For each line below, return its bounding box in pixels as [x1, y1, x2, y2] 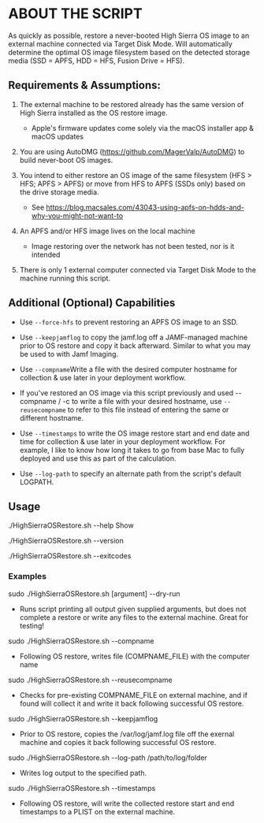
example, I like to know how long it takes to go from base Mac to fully [19, 445, 245, 454]
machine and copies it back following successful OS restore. [19, 737, 217, 747]
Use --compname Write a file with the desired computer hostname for [19, 364, 238, 374]
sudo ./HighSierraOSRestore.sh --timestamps [8, 783, 156, 792]
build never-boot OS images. [19, 155, 113, 165]
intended [31, 250, 61, 259]
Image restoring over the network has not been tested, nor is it [31, 241, 235, 250]
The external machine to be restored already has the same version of [19, 99, 244, 109]
